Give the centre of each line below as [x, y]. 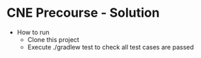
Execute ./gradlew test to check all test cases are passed [110, 47]
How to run [33, 32]
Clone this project [53, 39]
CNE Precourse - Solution [83, 13]
